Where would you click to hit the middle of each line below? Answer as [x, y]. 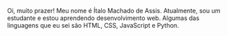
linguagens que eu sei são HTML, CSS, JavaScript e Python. [93, 25]
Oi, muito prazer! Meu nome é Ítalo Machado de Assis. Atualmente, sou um [114, 11]
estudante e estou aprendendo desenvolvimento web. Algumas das [103, 18]
